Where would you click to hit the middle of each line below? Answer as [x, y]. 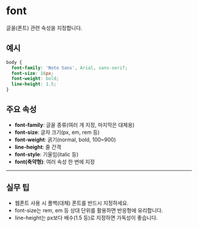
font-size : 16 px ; [33, 73]
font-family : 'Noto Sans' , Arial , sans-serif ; [70, 68]
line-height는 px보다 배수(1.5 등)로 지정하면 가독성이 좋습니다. [86, 218]
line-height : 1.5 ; [34, 84]
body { [14, 62]
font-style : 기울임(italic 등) [47, 154]
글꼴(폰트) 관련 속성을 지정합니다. [44, 28]
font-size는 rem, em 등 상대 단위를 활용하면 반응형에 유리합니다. [89, 210]
